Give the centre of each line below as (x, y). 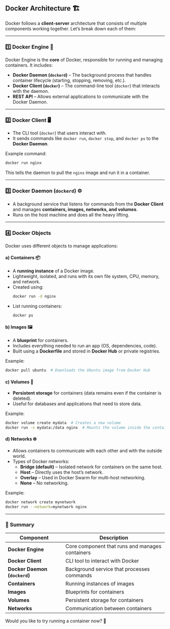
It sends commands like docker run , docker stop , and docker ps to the (86, 138)
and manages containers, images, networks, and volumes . (75, 209)
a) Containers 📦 (23, 258)
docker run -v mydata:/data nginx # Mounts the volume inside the (78, 428)
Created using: (28, 287)
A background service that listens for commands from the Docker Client (88, 204)
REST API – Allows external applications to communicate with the (80, 97)
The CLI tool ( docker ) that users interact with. (60, 133)
